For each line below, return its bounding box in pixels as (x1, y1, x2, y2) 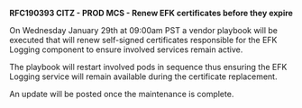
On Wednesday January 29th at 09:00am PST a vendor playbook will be (9, 25, 278, 35)
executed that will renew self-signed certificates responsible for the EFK (9, 35, 278, 45)
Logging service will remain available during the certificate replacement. (9, 71, 278, 82)
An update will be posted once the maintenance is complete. (9, 89, 234, 99)
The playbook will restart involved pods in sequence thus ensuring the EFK (9, 62, 288, 72)
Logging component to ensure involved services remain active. (9, 44, 243, 55)
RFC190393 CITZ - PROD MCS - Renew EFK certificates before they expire (9, 8, 293, 18)
